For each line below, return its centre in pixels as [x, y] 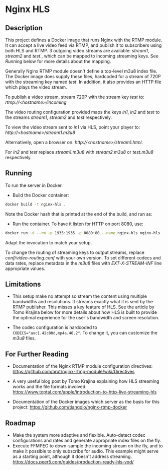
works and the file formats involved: [49, 387]
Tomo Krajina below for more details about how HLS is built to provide [85, 312]
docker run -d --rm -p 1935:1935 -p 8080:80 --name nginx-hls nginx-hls [83, 233]
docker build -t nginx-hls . [36, 204]
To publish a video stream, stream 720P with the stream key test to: [75, 97]
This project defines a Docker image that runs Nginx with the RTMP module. [84, 40]
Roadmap [21, 423]
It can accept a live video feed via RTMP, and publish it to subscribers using [83, 45]
